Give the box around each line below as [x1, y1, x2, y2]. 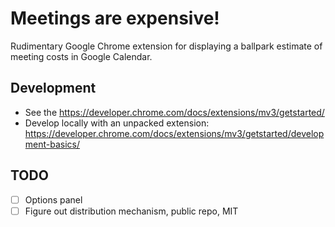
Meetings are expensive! [10, 7, 220, 30]
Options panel [24, 193, 83, 206]
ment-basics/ [24, 138, 81, 150]
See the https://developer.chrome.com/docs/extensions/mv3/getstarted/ [24, 106, 325, 118]
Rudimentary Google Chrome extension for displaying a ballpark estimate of [10, 40, 323, 52]
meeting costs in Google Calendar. [10, 50, 153, 62]
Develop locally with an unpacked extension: [24, 117, 210, 129]
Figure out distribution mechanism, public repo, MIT [24, 205, 239, 217]
